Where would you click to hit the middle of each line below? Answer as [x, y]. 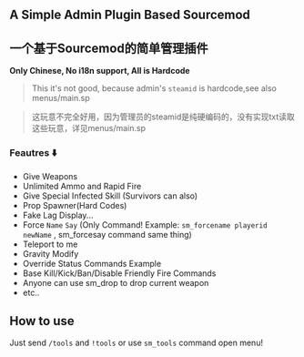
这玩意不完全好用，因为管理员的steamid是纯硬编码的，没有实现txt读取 [163, 117]
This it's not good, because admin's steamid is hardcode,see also [154, 88]
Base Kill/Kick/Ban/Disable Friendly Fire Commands [119, 273]
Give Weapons [50, 176]
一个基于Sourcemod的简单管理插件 [109, 48]
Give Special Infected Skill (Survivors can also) [110, 196]
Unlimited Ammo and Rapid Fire [82, 186]
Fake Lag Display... [58, 215]
